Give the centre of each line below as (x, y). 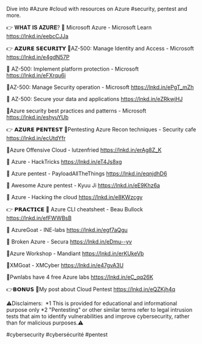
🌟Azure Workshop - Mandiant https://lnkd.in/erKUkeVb (75, 253)
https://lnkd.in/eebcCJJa (37, 36)
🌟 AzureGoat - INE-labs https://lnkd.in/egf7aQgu (67, 230)
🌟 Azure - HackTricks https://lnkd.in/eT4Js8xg (64, 162)
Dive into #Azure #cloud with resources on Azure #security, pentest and (97, 9)
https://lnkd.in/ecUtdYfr (36, 138)
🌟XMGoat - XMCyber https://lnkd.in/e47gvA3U (65, 265)
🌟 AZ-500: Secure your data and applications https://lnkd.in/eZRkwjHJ (95, 99)
